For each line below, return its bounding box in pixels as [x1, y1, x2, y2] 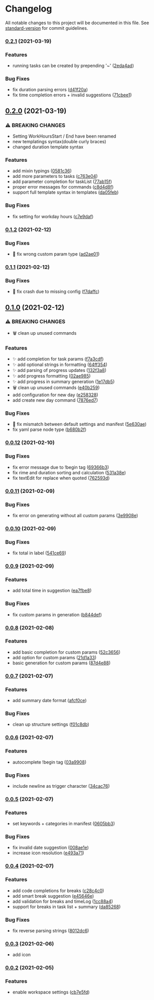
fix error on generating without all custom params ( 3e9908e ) [12, 512, 138, 518]
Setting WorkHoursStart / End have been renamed [12, 133, 116, 139]
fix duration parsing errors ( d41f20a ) [12, 87, 88, 93]
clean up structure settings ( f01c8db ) [12, 721, 89, 727]
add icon [12, 952, 31, 958]
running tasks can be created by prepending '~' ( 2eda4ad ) [12, 62, 134, 69]
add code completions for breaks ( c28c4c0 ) [12, 888, 104, 894]
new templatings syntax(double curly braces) [12, 139, 106, 145]
